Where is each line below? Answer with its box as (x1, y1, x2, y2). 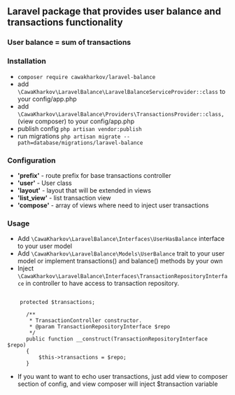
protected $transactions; (20, 299, 96, 306)
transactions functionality (7, 17, 124, 29)
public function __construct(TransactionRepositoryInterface (25, 335, 208, 342)
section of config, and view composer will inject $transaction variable (17, 380, 218, 388)
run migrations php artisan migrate (17, 132, 121, 140)
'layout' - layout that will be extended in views (17, 186, 152, 195)
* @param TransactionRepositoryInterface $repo (29, 324, 171, 331)
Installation (7, 56, 47, 66)
